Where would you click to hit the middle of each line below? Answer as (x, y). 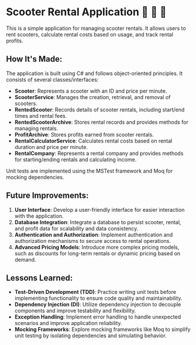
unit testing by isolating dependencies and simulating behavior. (90, 336)
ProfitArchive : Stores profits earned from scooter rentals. (84, 134)
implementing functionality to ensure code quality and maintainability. (98, 298)
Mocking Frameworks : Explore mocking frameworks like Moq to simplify (102, 329)
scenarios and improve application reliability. (68, 323)
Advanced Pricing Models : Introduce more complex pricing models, (97, 247)
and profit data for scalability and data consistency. (76, 228)
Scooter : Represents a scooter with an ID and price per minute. (91, 91)
